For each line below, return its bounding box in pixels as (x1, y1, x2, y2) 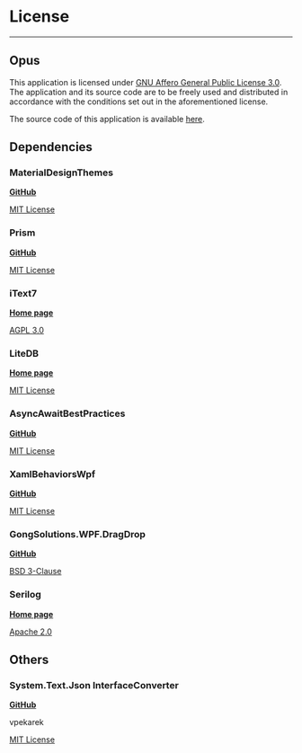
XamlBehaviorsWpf (9, 467, 96, 480)
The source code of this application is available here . (9, 113, 205, 124)
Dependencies (9, 139, 93, 155)
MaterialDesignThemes (9, 166, 114, 179)
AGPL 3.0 (9, 325, 45, 336)
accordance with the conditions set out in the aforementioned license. (9, 96, 269, 107)
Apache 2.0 (9, 626, 52, 637)
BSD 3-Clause (9, 566, 62, 577)
